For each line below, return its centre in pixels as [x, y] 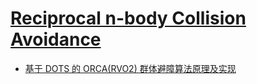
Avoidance [56, 39]
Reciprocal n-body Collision [128, 18]
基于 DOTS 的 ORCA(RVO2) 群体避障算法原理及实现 [130, 68]
